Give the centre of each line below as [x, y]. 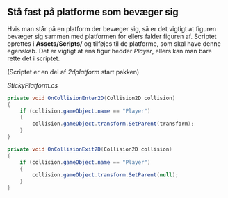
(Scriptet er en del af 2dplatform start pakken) [73, 72]
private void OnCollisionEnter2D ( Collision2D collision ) [91, 98]
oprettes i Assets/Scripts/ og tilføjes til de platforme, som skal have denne [114, 43]
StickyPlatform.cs [33, 85]
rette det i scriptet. [34, 58]
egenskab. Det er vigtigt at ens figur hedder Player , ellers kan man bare [109, 51]
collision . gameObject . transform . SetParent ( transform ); [113, 124]
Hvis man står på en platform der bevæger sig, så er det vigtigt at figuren [112, 28]
